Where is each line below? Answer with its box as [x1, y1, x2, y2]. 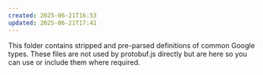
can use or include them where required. [8, 57, 141, 67]
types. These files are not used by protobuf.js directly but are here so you [8, 49, 247, 58]
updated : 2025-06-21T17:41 [8, 19, 97, 27]
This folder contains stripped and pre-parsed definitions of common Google [8, 40, 255, 50]
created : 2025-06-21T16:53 [8, 11, 97, 20]
